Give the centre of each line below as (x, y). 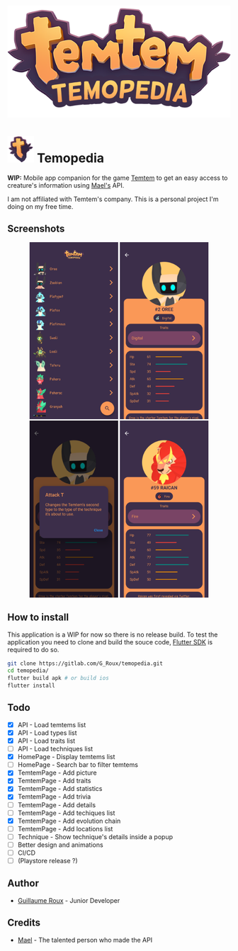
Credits (24, 923)
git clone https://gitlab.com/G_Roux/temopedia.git (85, 664)
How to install (38, 617)
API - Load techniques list (55, 749)
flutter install (31, 686)
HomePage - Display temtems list (66, 757)
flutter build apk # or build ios (58, 678)
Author (23, 883)
